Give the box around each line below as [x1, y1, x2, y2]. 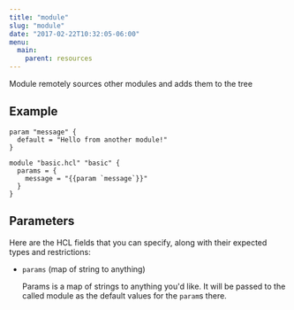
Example [9, 104, 58, 120]
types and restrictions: [9, 246, 91, 257]
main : [17, 46, 38, 55]
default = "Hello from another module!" [17, 135, 168, 144]
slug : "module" [9, 21, 65, 30]
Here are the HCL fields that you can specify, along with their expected [9, 236, 268, 248]
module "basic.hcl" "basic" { [9, 159, 121, 167]
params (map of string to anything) [21, 263, 146, 275]
